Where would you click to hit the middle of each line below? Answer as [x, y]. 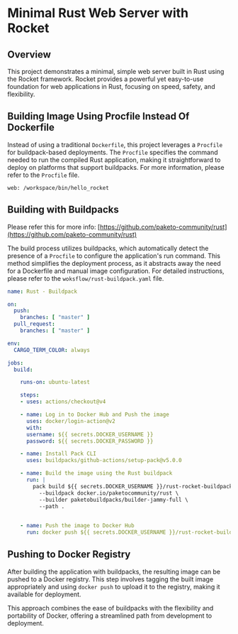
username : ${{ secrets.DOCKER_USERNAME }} [90, 434]
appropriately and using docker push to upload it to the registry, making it [114, 586]
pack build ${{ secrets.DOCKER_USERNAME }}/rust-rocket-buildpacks [134, 486]
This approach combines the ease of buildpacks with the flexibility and [110, 608]
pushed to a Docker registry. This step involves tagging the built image [110, 579]
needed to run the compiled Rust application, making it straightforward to [114, 160]
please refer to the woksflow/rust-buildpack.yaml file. [86, 278]
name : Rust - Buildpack [42, 291]
